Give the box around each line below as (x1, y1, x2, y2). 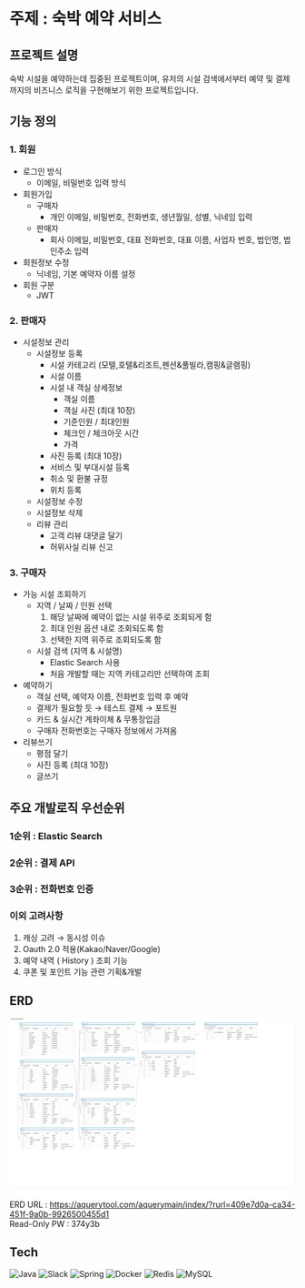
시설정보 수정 (35, 495, 84, 506)
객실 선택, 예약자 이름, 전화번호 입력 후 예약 (35, 691, 189, 702)
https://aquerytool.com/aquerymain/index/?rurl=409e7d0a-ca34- (49, 1199, 296, 1210)
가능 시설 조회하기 (22, 589, 86, 600)
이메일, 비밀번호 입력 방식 (35, 177, 127, 188)
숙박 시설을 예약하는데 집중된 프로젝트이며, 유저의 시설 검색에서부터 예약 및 (9, 74, 274, 84)
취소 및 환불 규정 (49, 472, 109, 483)
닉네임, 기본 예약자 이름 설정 (35, 268, 136, 279)
